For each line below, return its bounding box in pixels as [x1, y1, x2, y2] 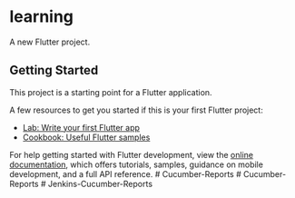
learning [9, 6, 74, 27]
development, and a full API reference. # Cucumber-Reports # [9, 168, 242, 179]
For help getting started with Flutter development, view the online [9, 149, 254, 160]
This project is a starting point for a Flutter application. [9, 86, 212, 97]
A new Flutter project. [9, 36, 91, 47]
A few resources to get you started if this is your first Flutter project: [9, 104, 263, 115]
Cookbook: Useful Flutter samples [22, 132, 151, 143]
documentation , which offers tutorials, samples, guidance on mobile [9, 159, 263, 170]
